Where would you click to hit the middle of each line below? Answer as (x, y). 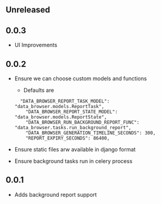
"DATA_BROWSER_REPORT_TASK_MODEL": (65, 101)
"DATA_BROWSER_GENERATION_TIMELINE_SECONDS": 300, (91, 133)
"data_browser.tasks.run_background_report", (73, 128)
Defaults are (39, 91)
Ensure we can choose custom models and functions (80, 78)
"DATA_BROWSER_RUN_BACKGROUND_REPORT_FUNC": (83, 123)
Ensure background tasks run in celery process (73, 161)
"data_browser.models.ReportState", (61, 117)
